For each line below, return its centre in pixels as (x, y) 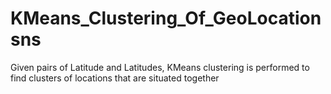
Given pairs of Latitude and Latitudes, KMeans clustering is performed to (160, 67)
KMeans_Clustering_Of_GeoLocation (166, 18)
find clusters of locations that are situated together (115, 78)
